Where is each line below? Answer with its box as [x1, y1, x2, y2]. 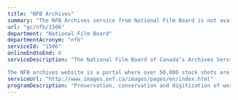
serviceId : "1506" [7, 43, 62, 50]
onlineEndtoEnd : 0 [7, 50, 62, 57]
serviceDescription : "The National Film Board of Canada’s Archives [7, 56, 214, 63]
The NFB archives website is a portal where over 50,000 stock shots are [7, 68, 230, 76]
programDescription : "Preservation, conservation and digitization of [7, 82, 220, 89]
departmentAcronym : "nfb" [7, 37, 84, 44]
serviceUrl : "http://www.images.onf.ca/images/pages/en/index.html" [7, 75, 214, 82]
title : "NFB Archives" [7, 10, 74, 18]
